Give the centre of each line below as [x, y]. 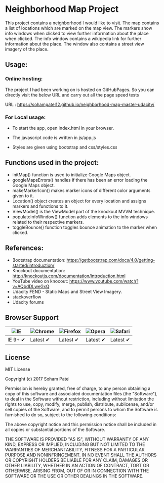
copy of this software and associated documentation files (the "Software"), [82, 394]
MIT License [18, 369]
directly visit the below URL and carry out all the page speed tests [72, 95]
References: [24, 248]
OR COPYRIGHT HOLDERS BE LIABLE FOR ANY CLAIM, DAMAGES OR [77, 460]
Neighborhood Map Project [62, 9]
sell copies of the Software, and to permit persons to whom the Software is [82, 410]
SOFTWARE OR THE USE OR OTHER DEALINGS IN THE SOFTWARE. [74, 476]
